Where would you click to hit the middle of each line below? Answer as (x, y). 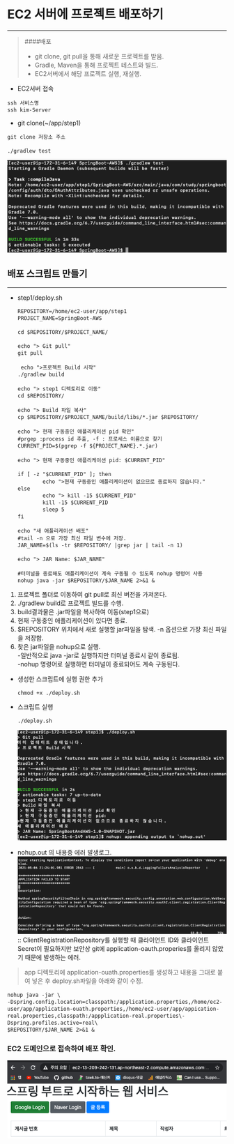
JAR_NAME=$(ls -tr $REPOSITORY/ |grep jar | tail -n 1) (100, 545)
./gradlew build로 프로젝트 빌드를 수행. (70, 603)
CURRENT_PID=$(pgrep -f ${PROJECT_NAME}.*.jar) (87, 446)
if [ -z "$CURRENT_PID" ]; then (64, 474)
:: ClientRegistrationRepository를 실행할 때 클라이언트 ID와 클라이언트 (113, 940)
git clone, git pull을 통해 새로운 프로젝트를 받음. (99, 56)
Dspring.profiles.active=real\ (53, 1023)
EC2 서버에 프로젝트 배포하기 (85, 14)
